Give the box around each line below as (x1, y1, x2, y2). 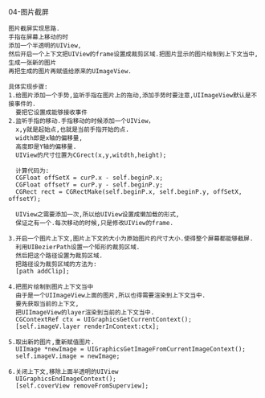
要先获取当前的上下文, (15, 300, 79, 308)
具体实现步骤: (8, 83, 48, 91)
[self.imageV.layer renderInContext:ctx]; (15, 322, 160, 330)
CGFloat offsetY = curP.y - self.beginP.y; (15, 181, 163, 189)
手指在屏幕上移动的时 (8, 33, 68, 41)
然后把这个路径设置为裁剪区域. (15, 252, 103, 260)
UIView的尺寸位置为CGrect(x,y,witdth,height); (15, 151, 167, 159)
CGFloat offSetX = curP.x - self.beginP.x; (15, 174, 163, 182)
